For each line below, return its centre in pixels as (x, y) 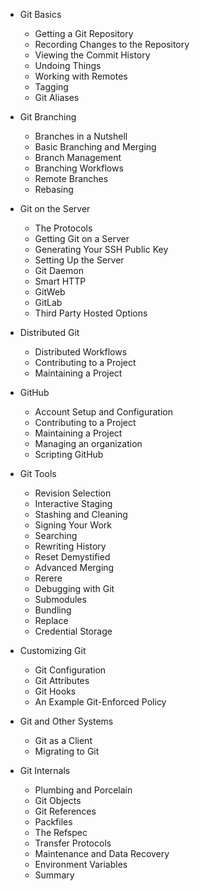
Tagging (51, 87)
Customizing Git (53, 650)
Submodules (60, 599)
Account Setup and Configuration (103, 412)
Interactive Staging (73, 503)
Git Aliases (57, 97)
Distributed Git (49, 332)
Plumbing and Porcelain (83, 790)
